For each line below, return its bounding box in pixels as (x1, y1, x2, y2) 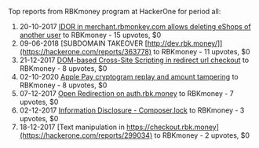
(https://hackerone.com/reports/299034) (19, 131, 153, 140)
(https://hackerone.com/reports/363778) (19, 47, 151, 56)
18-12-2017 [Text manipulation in (19, 122, 126, 131)
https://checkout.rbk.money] (126, 122, 220, 131)
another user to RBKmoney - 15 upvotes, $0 (19, 31, 162, 39)
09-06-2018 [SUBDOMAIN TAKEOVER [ (19, 39, 148, 48)
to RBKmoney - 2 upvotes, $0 (154, 131, 250, 140)
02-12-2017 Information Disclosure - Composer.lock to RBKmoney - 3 (19, 105, 245, 115)
